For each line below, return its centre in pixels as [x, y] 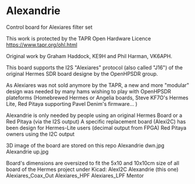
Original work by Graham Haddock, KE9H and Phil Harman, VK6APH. [89, 56]
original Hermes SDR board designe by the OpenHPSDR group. [82, 73]
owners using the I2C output [40, 134]
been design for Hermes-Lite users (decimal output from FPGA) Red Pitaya [96, 128]
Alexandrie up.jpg [27, 152]
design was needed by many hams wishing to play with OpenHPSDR [89, 91]
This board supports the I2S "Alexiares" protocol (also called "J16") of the [95, 67]
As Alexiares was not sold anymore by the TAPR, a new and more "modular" [97, 85]
